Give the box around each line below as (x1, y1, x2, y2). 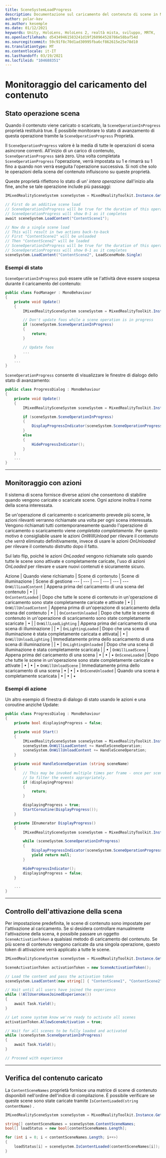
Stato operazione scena (5, 109, 80, 118)
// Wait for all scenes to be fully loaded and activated (5, 1028, 127, 1033)
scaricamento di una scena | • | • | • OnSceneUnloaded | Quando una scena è (5, 667, 160, 673)
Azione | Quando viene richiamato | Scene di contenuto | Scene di (5, 573, 139, 579)
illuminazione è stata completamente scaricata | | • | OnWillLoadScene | (5, 647, 149, 652)
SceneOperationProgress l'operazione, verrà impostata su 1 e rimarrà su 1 (5, 158, 153, 164)
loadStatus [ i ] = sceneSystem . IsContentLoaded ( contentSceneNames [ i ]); (14, 1144, 161, 1149)
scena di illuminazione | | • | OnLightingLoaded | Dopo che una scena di (5, 625, 150, 631)
